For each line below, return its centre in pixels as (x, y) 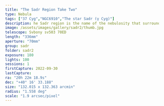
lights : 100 (17, 60)
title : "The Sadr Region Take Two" (41, 10)
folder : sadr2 (20, 50)
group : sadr (17, 46)
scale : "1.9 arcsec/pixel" (32, 96)
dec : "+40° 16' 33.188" (29, 82)
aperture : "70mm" (23, 42)
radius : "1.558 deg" (26, 91)
